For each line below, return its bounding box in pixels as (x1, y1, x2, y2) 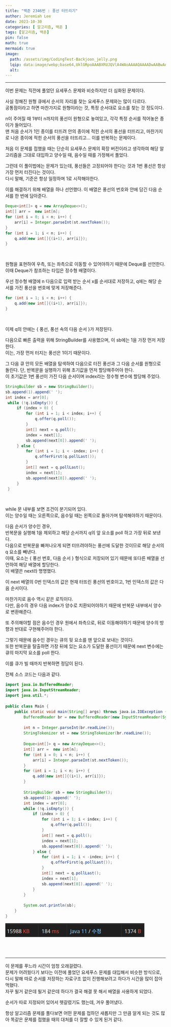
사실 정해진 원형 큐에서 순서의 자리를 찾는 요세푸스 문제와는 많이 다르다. (5, 99, 147, 105)
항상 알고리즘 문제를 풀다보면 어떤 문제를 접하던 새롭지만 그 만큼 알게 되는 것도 (5, 1010, 160, 1016)
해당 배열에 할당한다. (18, 561, 60, 568)
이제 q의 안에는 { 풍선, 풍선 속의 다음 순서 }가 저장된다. (5, 326, 113, 332)
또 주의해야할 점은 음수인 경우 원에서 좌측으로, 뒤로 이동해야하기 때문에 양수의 (5, 620, 159, 626)
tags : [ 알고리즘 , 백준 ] (5, 30, 49, 35)
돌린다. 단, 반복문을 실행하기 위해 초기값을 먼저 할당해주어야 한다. (5, 366, 134, 373)
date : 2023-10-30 (5, 19, 42, 24)
